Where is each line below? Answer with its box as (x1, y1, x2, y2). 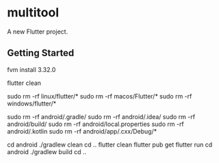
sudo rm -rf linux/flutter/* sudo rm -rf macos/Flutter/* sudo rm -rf (7, 92, 192, 100)
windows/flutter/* (7, 99, 57, 108)
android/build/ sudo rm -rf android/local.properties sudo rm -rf (7, 120, 185, 128)
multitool (7, 5, 60, 21)
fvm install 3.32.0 (7, 65, 56, 73)
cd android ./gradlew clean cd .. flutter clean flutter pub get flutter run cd (7, 140, 213, 149)
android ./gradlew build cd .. (7, 147, 87, 155)
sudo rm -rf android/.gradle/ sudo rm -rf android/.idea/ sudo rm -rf (7, 112, 196, 121)
